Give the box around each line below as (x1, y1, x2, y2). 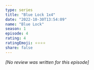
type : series (5, 7, 33, 13)
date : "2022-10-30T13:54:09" (5, 17, 67, 22)
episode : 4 (5, 31, 28, 36)
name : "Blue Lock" (5, 21, 44, 27)
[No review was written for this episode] (5, 59, 89, 65)
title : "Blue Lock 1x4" (5, 12, 56, 17)
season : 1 (5, 26, 26, 31)
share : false (5, 45, 33, 50)
